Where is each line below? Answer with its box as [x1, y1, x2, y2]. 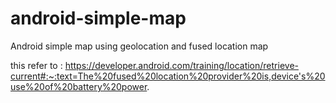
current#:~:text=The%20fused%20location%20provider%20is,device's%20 [10, 70, 326, 82]
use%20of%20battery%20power [10, 80, 148, 92]
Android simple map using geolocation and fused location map [10, 40, 269, 52]
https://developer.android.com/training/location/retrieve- [64, 59, 299, 71]
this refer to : [10, 59, 63, 71]
